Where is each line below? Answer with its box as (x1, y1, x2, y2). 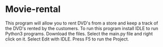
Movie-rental (5, 3, 61, 15)
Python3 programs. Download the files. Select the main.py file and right (5, 30, 153, 36)
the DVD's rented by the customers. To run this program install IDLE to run (5, 25, 158, 31)
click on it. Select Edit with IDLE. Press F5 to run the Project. (5, 36, 129, 42)
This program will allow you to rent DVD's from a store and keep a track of (5, 20, 158, 26)
